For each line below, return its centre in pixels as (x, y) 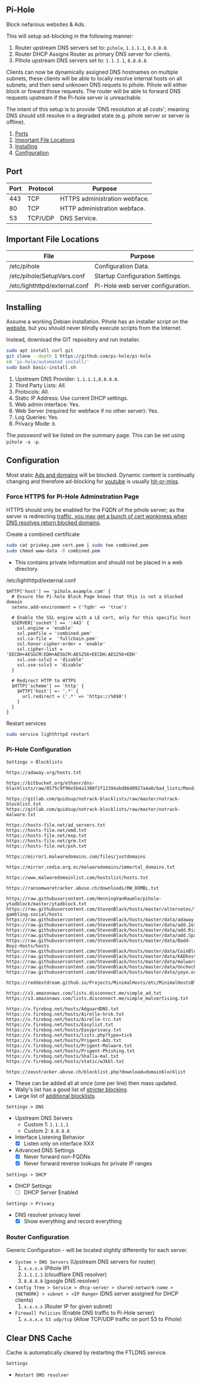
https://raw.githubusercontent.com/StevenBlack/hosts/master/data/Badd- (99, 941)
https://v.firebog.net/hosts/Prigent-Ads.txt (64, 1040)
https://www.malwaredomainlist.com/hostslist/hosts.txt (77, 878)
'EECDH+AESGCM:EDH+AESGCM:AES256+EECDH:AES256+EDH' (72, 654)
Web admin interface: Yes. (47, 404)
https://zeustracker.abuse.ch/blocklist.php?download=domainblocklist (96, 1072)
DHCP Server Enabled (51, 1192)
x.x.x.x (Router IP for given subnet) (68, 1306)
